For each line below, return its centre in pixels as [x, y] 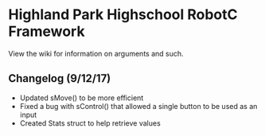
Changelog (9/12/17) [60, 78]
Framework [47, 31]
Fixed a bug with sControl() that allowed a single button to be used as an [138, 106]
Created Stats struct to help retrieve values [90, 123]
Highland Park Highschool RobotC [123, 15]
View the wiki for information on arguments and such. [96, 53]
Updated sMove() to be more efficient [82, 98]
